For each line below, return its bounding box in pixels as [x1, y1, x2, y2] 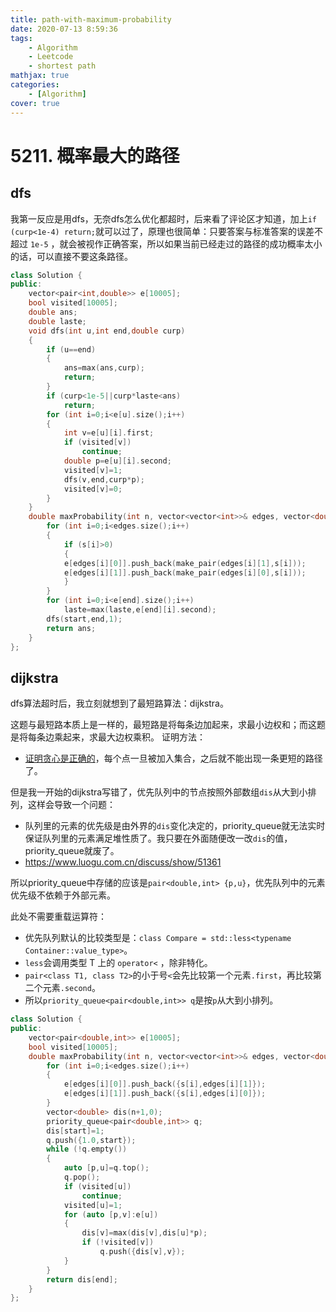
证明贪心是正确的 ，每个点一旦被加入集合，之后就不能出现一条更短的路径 [24, 752, 323, 765]
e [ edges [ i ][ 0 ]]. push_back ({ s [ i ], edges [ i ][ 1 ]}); [63, 1079, 267, 1090]
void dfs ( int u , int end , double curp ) [28, 326, 186, 336]
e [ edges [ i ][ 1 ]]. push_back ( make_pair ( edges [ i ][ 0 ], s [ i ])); [63, 567, 307, 578]
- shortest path [28, 61, 97, 71]
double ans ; [28, 307, 78, 317]
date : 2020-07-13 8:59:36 [10, 24, 118, 34]
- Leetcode [28, 52, 74, 62]
